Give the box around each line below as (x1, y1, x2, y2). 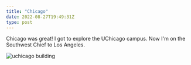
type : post (6, 19, 33, 25)
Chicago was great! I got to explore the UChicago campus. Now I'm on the (6, 35, 186, 42)
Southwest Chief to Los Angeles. (6, 41, 86, 48)
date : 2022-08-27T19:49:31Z (6, 14, 75, 20)
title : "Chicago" (6, 8, 49, 15)
